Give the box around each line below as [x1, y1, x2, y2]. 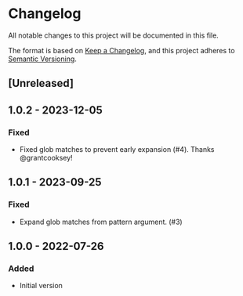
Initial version [19, 281, 63, 291]
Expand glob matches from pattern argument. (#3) [19, 217, 183, 226]
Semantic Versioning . [8, 54, 77, 63]
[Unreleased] [8, 77, 74, 90]
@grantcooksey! [19, 153, 73, 163]
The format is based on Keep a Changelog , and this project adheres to [8, 45, 235, 55]
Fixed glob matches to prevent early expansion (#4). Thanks [19, 145, 215, 154]
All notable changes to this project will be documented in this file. [8, 31, 219, 40]
